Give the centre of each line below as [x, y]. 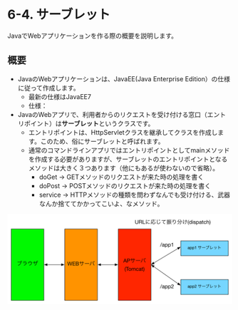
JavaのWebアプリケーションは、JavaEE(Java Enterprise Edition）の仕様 [124, 78]
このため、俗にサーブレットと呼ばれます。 [102, 141]
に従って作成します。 [48, 88]
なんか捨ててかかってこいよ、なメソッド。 [101, 203]
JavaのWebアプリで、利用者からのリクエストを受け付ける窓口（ [113, 114]
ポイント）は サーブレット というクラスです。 [89, 123]
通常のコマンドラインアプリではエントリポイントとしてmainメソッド [129, 150]
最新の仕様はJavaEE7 [59, 96]
